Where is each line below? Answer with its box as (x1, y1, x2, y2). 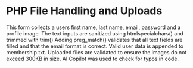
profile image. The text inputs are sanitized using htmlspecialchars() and (6, 30, 183, 37)
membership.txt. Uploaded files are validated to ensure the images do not (6, 48, 187, 56)
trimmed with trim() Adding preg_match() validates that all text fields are (6, 36, 183, 43)
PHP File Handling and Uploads (6, 4, 163, 18)
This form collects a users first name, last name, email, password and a (6, 24, 181, 31)
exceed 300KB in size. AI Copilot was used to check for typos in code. (6, 55, 179, 62)
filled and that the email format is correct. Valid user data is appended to (6, 43, 183, 50)
